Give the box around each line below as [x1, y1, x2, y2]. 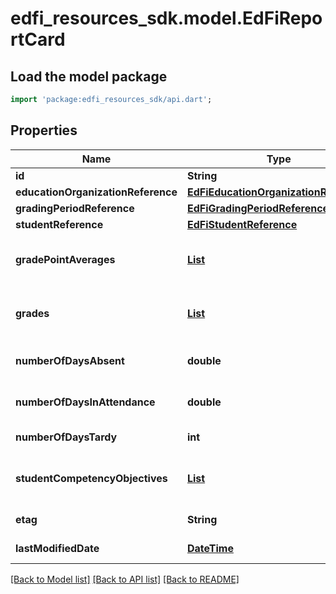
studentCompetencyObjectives [15, 471, 168, 485]
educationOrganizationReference [15, 185, 178, 199]
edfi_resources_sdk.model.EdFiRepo [10, 7, 323, 30]
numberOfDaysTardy [15, 430, 118, 444]
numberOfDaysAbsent [15, 353, 125, 367]
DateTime [186, 541, 234, 555]
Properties [10, 122, 78, 139]
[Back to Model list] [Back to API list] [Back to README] [10, 573, 240, 585]
